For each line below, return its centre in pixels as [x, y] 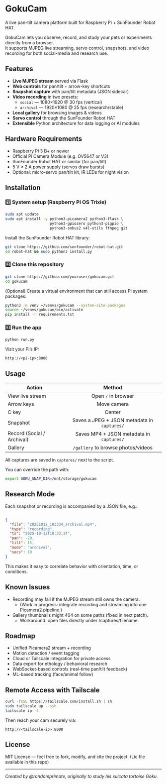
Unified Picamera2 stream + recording [51, 648]
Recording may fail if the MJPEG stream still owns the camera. [76, 599]
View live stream [27, 396]
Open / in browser [113, 396]
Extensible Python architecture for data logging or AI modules [76, 123]
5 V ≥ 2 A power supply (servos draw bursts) [58, 167]
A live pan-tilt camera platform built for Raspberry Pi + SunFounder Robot [80, 22]
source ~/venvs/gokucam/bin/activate [44, 310]
